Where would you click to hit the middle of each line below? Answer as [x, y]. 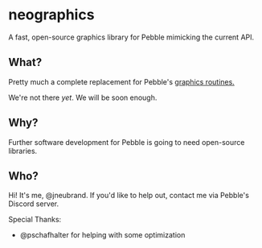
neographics [51, 15]
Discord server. [34, 204]
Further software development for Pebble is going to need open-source [127, 142]
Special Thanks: [35, 220]
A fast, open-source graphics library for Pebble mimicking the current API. [131, 37]
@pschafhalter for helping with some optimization [102, 235]
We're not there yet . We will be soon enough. [83, 97]
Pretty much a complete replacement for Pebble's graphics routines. [121, 81]
